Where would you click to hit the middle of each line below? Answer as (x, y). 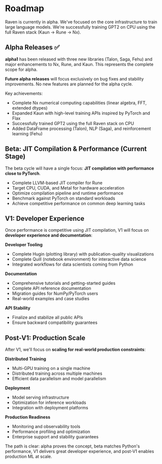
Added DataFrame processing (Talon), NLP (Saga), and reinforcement (81, 128)
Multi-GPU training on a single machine (51, 368)
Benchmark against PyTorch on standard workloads (63, 198)
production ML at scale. (29, 457)
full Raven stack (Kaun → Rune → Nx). (43, 32)
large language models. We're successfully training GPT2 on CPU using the (80, 27)
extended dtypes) (30, 108)
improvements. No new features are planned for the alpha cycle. (69, 84)
